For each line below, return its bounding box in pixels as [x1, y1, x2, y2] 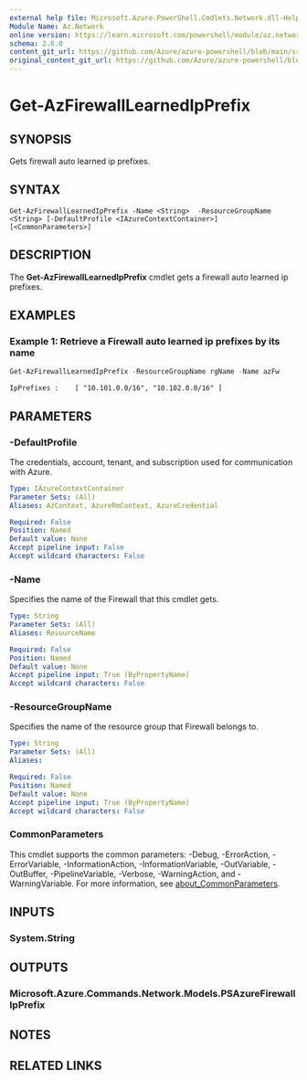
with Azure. [9, 466, 53, 477]
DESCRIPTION [9, 248, 91, 263]
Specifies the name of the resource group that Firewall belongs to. [9, 721, 259, 732]
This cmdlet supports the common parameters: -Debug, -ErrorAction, [9, 849, 271, 860]
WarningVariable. [9, 878, 75, 889]
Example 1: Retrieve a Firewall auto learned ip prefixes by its [9, 334, 281, 347]
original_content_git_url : [9, 56, 112, 65]
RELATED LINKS [9, 1058, 102, 1074]
